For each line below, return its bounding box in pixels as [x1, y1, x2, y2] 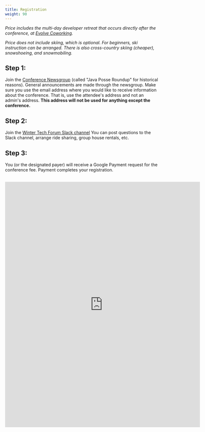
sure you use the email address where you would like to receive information [5, 87, 157, 93]
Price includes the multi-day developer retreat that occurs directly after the [5, 25, 156, 31]
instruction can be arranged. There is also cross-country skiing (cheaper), [5, 45, 155, 51]
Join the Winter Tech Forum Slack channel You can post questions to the [5, 130, 151, 136]
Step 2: [5, 117, 28, 125]
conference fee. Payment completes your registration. [5, 167, 113, 173]
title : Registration [5, 7, 47, 12]
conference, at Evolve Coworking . [5, 30, 74, 36]
